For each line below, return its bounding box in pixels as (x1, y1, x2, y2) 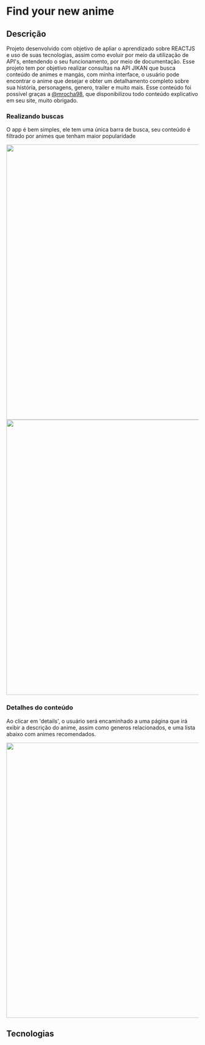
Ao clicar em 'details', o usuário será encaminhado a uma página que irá (6, 717, 188, 725)
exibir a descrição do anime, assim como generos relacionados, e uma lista (6, 723, 195, 731)
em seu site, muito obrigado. (6, 97, 78, 104)
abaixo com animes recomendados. (6, 730, 96, 737)
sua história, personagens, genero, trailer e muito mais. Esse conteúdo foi (6, 84, 192, 91)
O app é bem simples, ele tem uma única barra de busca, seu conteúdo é (6, 126, 191, 133)
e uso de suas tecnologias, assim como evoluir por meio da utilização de (6, 51, 189, 59)
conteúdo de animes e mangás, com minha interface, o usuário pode (6, 71, 179, 78)
